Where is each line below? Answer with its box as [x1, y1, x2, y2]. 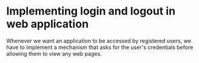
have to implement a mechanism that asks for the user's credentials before [6, 44, 194, 51]
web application [6, 17, 89, 31]
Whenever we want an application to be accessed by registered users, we [6, 37, 191, 44]
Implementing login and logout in [6, 4, 176, 18]
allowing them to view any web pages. [6, 50, 102, 57]
